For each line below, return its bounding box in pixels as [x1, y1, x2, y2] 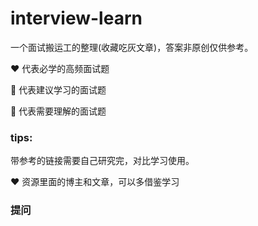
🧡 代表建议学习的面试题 [10, 83, 107, 96]
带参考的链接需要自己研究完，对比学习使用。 [10, 155, 195, 167]
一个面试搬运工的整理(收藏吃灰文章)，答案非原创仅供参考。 [10, 41, 254, 53]
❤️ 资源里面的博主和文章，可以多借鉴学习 [10, 176, 180, 188]
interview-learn [10, 7, 143, 30]
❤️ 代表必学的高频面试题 [10, 62, 110, 74]
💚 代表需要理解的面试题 [10, 105, 107, 117]
